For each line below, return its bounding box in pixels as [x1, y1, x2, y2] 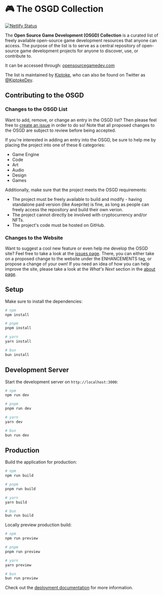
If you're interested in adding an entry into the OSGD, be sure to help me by [5, 137, 156, 142]
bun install [5, 352, 29, 357]
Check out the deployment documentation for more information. [5, 585, 133, 591]
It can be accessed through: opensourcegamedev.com [5, 62, 115, 68]
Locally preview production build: [5, 522, 72, 528]
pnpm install [5, 326, 32, 331]
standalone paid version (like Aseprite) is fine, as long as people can [12, 201, 149, 207]
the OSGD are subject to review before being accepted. [5, 127, 116, 133]
